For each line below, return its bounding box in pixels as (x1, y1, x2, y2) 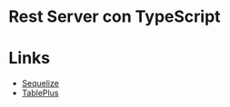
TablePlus (21, 88, 59, 99)
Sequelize (21, 78, 60, 89)
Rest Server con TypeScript (8, 6, 221, 27)
